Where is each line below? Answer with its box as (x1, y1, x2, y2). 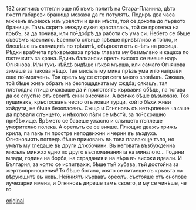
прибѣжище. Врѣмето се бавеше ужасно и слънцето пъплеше (6, 117, 163, 124)
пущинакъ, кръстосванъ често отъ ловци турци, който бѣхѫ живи (6, 99, 171, 105)
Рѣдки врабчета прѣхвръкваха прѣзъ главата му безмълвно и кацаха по (6, 49, 189, 55)
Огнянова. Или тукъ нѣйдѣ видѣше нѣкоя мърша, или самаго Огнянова (6, 61, 186, 68)
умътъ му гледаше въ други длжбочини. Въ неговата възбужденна (6, 142, 175, 149)
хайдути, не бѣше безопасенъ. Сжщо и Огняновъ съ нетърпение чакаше (6, 105, 190, 111)
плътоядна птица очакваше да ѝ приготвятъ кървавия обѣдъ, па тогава (6, 86, 186, 93)
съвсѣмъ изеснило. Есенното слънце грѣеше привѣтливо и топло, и (6, 36, 178, 43)
